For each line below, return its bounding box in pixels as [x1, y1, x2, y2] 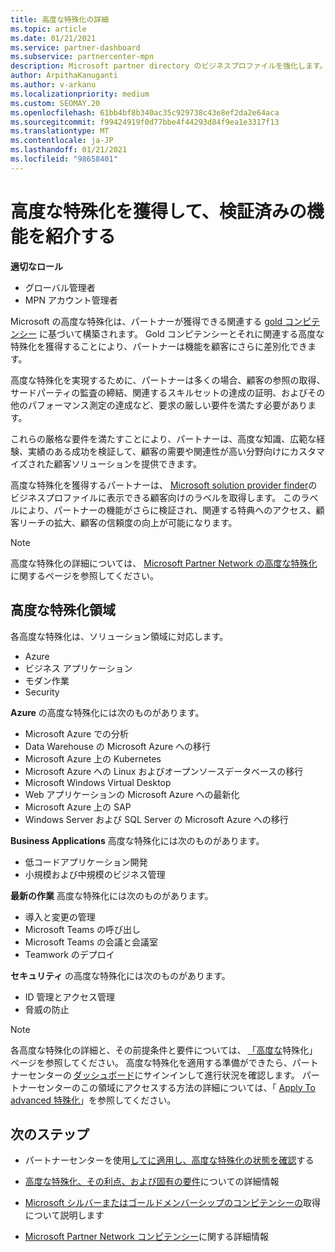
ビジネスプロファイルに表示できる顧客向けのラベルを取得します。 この [10, 491, 302, 503]
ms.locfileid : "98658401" [10, 154, 118, 164]
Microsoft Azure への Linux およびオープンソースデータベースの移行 [24, 765, 304, 777]
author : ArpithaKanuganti [10, 71, 118, 81]
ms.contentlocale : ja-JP [10, 136, 114, 146]
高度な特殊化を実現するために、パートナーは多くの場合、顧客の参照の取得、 [10, 374, 326, 386]
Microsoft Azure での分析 [24, 727, 130, 740]
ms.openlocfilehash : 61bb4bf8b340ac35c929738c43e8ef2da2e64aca [10, 107, 280, 118]
